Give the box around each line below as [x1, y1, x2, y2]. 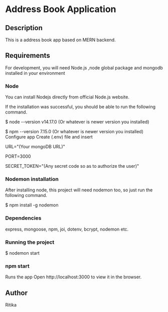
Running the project [5, 239, 55, 246]
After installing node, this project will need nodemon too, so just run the [5, 187, 153, 193]
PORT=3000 [5, 153, 31, 159]
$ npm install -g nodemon [5, 202, 59, 208]
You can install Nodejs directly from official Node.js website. [5, 94, 129, 100]
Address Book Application [5, 4, 116, 15]
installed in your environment [5, 70, 65, 76]
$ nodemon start [5, 250, 40, 256]
